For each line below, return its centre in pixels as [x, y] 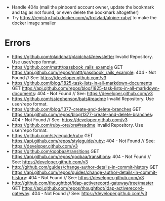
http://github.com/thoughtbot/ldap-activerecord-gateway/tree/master [82, 183]
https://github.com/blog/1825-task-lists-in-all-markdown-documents [82, 83]
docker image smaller [34, 23]
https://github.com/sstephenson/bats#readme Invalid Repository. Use [83, 99]
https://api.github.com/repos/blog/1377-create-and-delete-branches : [82, 114]
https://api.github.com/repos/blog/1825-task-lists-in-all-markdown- [91, 88]
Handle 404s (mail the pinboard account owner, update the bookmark [83, 7]
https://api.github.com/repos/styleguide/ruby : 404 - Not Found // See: [83, 141]
